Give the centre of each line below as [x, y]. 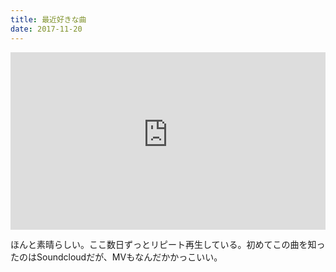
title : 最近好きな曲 [48, 19]
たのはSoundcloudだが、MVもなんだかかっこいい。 [116, 257]
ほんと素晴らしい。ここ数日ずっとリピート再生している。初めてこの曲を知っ [168, 244]
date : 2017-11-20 [46, 29]
